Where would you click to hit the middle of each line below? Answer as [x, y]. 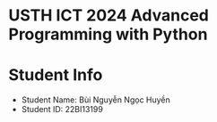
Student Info [56, 75]
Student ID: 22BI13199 [62, 110]
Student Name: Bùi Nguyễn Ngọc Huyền [96, 100]
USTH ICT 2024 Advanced [109, 16]
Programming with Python [108, 34]
